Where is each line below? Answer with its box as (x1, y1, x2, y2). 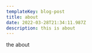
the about (6, 41, 30, 48)
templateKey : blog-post (6, 8, 65, 15)
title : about (6, 14, 39, 20)
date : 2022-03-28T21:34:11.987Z (6, 19, 86, 25)
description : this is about (6, 25, 76, 31)
